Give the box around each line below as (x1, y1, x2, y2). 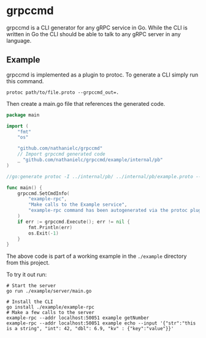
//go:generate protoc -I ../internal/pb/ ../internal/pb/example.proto (6, 173, 193, 179)
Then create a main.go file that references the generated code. (6, 100, 166, 107)
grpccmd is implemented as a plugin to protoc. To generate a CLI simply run (6, 71, 199, 78)
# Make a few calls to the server (6, 310, 95, 316)
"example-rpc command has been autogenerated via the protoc (28, 208, 188, 214)
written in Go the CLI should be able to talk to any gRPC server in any (6, 30, 181, 37)
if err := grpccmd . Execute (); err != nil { (17, 219, 131, 225)
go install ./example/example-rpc (6, 304, 95, 310)
